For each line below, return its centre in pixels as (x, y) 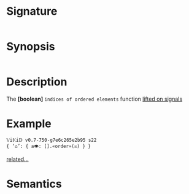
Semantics (34, 184)
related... (17, 159)
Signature (32, 11)
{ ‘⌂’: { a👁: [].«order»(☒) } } (48, 146)
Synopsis (31, 47)
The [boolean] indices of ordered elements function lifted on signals (94, 99)
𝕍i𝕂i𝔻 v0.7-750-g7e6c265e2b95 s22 (52, 140)
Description (37, 82)
